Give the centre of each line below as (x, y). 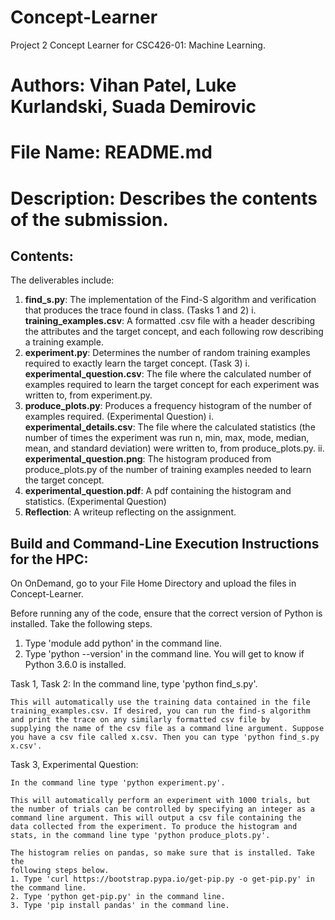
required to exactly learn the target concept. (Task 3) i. (137, 363)
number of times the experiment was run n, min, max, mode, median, (167, 438)
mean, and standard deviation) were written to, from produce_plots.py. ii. (174, 448)
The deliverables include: (62, 280)
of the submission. (89, 219)
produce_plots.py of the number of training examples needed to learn (168, 470)
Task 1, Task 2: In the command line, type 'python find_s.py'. (134, 684)
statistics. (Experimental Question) (95, 502)
